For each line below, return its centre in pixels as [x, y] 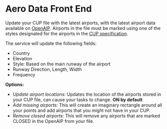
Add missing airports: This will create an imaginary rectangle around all [87, 105]
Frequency [24, 74]
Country [21, 53]
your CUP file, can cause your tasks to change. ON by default [77, 100]
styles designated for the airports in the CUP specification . [67, 33]
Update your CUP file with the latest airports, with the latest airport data [80, 23]
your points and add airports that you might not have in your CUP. [81, 110]
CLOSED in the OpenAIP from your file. [53, 121]
